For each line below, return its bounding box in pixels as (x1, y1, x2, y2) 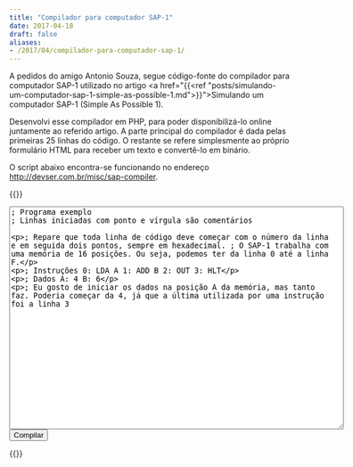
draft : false (9, 29, 58, 38)
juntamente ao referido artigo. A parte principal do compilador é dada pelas (9, 126, 287, 136)
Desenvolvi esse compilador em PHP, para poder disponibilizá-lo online (9, 117, 272, 127)
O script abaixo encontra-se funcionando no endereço (9, 162, 209, 173)
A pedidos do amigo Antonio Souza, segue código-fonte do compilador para (9, 70, 290, 81)
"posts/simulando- (208, 80, 276, 91)
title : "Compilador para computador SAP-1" (9, 12, 174, 22)
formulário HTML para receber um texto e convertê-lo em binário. (9, 144, 251, 156)
